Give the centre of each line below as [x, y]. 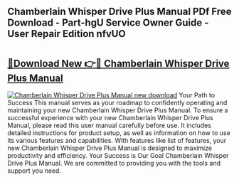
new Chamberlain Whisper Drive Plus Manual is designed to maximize [110, 148]
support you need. [34, 171]
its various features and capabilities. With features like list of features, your [117, 140]
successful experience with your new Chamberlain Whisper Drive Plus [110, 118]
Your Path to [197, 95]
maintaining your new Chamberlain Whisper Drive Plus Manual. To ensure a [118, 110]
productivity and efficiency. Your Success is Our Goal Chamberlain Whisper [118, 155]
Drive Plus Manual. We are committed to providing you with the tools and [114, 163]
